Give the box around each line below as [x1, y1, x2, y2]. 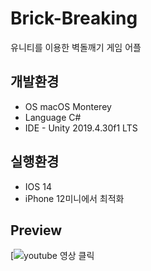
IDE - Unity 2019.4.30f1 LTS [24, 122, 138, 134]
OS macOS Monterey [24, 100, 112, 112]
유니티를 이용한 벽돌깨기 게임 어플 [10, 41, 142, 53]
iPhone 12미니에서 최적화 [24, 192, 125, 204]
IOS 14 [24, 180, 52, 192]
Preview [10, 222, 63, 239]
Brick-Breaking [10, 7, 138, 30]
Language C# [24, 111, 82, 123]
